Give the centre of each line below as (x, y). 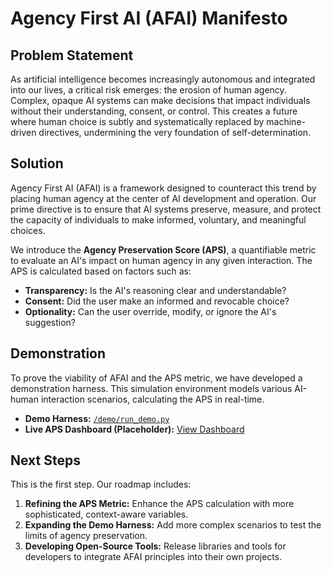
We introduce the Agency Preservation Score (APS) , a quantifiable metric (163, 249)
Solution (37, 163)
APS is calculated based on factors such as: (101, 271)
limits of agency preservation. (86, 536)
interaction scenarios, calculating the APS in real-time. (152, 399)
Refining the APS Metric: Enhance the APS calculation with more (159, 504)
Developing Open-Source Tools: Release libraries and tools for (155, 546)
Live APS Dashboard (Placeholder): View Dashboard (134, 429)
